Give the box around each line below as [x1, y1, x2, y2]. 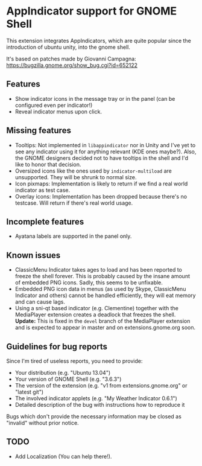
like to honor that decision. [14, 161, 81, 168]
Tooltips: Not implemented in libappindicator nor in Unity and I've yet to [14, 141, 196, 148]
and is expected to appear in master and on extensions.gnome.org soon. [14, 324, 196, 331]
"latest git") [14, 388, 44, 395]
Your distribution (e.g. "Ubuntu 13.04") [14, 369, 111, 376]
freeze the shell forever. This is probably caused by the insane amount [14, 273, 190, 280]
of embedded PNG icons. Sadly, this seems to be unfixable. [14, 279, 163, 286]
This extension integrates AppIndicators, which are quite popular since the [6, 37, 191, 44]
